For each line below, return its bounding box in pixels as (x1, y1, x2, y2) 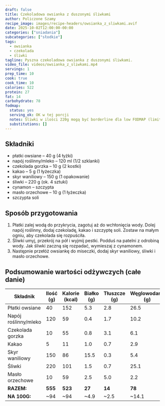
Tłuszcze (104, 290, 126, 297)
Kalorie (62, 290, 80, 297)
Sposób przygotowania (5, 209, 78, 217)
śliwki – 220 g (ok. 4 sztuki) (12, 179, 68, 185)
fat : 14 (5, 94, 21, 99)
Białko (84, 290, 99, 297)
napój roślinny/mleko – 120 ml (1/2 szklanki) (12, 158, 100, 164)
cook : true (5, 76, 27, 81)
